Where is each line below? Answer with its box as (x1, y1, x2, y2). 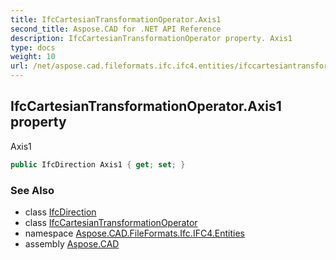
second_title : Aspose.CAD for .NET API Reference (10, 24, 222, 34)
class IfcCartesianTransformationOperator (24, 216, 198, 228)
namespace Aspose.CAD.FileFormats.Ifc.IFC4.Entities (24, 227, 245, 239)
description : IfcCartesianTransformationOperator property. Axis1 (10, 33, 293, 43)
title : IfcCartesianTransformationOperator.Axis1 (10, 14, 222, 25)
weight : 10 (10, 52, 56, 62)
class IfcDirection (24, 206, 97, 218)
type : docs (10, 42, 56, 53)
